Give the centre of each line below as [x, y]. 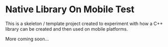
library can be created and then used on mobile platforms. [67, 29]
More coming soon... [27, 39]
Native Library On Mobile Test [70, 9]
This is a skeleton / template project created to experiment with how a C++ [84, 24]
